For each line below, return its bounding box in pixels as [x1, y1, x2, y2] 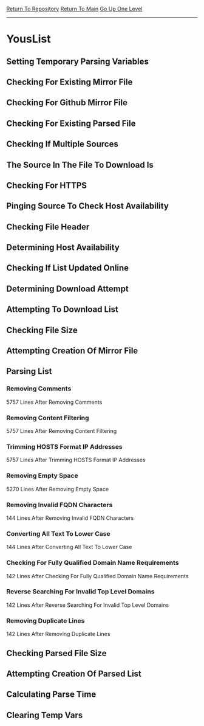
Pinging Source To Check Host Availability [6, 201, 169, 212]
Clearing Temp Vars [6, 710, 83, 720]
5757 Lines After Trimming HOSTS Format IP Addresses [6, 456, 146, 464]
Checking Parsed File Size [6, 648, 107, 659]
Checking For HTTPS [6, 180, 87, 190]
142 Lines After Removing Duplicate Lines [6, 631, 110, 638]
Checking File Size [6, 325, 78, 335]
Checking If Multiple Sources [6, 139, 118, 150]
